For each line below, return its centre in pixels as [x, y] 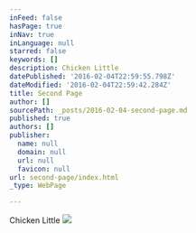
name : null [38, 144]
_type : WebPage [38, 186]
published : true [40, 118]
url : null [36, 160]
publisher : [30, 135]
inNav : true [32, 34]
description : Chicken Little [64, 69]
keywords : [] [34, 60]
